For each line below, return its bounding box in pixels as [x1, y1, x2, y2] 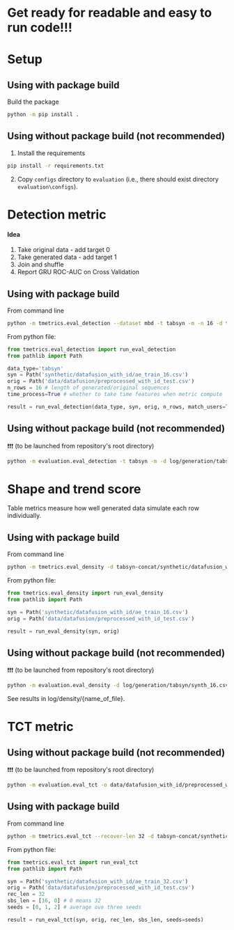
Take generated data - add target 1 [17, 253, 117, 262]
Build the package [7, 97, 59, 106]
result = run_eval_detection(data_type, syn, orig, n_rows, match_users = [7, 403, 226, 410]
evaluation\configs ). [17, 182, 78, 191]
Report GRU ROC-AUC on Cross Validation [17, 268, 140, 276]
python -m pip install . [7, 111, 79, 118]
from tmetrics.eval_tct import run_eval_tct [7, 858, 139, 866]
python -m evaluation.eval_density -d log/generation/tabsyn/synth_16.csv [7, 682, 229, 689]
